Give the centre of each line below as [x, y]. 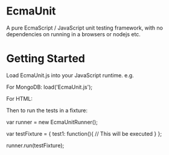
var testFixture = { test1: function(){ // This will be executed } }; [84, 133]
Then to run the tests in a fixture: [47, 110]
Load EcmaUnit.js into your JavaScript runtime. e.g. [70, 75]
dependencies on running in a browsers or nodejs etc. [73, 34]
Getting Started [46, 59]
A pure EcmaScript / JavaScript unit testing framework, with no [84, 28]
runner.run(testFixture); [35, 145]
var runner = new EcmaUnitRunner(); [52, 122]
